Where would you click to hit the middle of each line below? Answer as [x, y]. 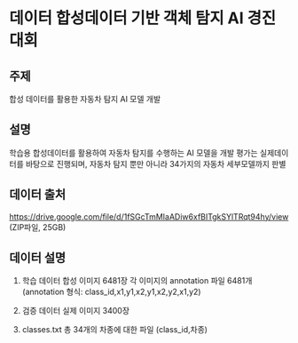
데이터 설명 [38, 258]
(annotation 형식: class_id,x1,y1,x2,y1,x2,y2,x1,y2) [111, 292]
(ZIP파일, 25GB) [38, 227]
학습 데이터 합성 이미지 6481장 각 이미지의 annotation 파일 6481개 [137, 281]
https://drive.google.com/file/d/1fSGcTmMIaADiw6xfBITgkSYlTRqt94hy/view [149, 216]
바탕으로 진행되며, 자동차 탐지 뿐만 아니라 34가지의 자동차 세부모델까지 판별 [156, 164]
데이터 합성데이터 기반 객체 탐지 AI [126, 18]
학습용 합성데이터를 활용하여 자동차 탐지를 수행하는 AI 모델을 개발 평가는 [134, 153]
